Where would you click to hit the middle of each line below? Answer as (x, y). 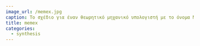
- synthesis (26, 34)
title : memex (22, 23)
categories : (20, 28)
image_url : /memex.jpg (34, 12)
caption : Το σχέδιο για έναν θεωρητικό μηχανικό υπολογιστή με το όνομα (98, 17)
